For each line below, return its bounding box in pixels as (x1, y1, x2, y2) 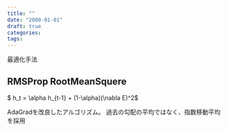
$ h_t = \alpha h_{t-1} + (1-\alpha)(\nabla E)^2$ (7, 93, 139, 102)
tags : (7, 36, 23, 43)
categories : (7, 29, 41, 36)
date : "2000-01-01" (7, 16, 63, 23)
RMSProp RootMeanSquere (7, 75, 127, 87)
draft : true (7, 23, 41, 29)
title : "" (7, 10, 36, 17)
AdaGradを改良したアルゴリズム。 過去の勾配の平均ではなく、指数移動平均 (7, 108, 221, 116)
